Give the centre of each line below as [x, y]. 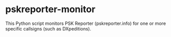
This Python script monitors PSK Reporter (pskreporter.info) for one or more [85, 23]
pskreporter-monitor [51, 9]
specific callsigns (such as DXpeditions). [48, 28]
